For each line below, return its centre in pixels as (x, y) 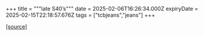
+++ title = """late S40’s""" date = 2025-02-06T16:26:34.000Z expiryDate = (102, 9)
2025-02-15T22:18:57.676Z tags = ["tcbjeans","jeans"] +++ (81, 15)
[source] (17, 27)
